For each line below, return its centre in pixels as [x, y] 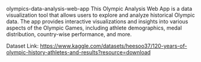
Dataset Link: [23, 46]
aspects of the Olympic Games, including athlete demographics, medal [94, 28]
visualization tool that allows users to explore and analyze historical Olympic [101, 15]
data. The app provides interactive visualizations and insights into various [97, 21]
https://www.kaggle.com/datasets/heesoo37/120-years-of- [114, 46]
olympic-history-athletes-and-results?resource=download [79, 52]
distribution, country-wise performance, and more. [69, 34]
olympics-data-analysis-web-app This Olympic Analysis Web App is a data [99, 9]
